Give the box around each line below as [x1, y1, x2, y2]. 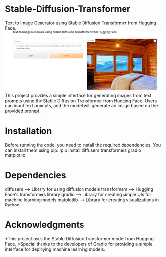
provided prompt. [5, 108, 41, 114]
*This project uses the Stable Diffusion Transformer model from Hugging [5, 236, 154, 242]
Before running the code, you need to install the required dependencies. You [5, 142, 161, 148]
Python [5, 202, 20, 208]
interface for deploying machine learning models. [5, 246, 105, 252]
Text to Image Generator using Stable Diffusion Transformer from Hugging [5, 20, 157, 26]
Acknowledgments [5, 219, 85, 231]
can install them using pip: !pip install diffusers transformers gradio [5, 147, 142, 153]
